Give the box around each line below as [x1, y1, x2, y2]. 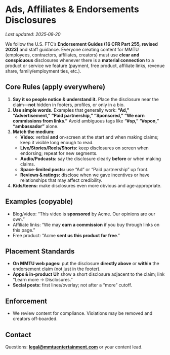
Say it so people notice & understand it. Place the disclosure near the [12, 96, 159, 102]
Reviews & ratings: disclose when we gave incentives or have [20, 172, 150, 178]
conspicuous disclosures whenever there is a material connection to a [5, 57, 154, 63]
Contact [5, 330, 31, 339]
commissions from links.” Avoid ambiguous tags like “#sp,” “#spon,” [12, 118, 159, 124]
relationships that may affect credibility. [20, 177, 103, 183]
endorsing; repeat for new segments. [20, 150, 98, 156]
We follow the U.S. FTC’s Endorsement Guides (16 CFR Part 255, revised [5, 41, 158, 47]
